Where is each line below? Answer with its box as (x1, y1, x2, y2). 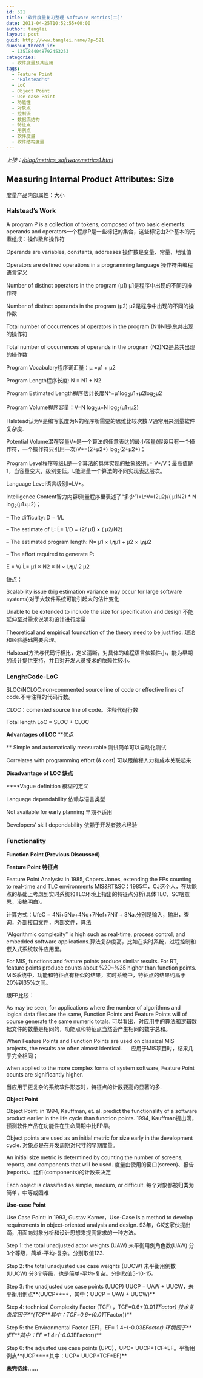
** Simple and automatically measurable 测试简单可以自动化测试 (6, 744, 167, 751)
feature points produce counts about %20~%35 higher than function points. (6, 964, 197, 971)
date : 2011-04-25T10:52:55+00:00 (6, 20, 91, 26)
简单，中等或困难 (6, 1189, 49, 1196)
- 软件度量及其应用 (12, 60, 53, 66)
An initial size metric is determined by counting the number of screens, (6, 1153, 183, 1161)
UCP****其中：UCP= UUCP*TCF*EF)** (24, 1352, 127, 1359)
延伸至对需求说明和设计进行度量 (6, 616, 86, 623)
